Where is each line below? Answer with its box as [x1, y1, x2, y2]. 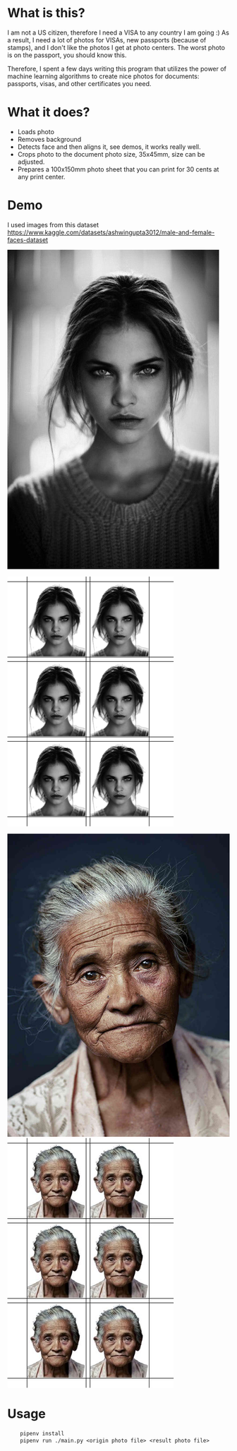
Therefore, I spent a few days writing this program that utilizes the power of [7, 64, 227, 73]
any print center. [17, 172, 66, 181]
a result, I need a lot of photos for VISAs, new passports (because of [7, 35, 207, 44]
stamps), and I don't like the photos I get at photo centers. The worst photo [7, 43, 226, 52]
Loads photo [17, 127, 55, 136]
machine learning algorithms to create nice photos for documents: [7, 72, 200, 80]
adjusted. [17, 157, 45, 166]
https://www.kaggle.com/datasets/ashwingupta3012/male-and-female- [7, 228, 215, 236]
